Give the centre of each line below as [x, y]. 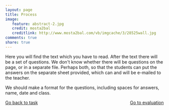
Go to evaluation [147, 102]
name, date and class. [28, 92]
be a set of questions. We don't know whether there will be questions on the [84, 62]
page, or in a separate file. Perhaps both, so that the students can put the [81, 67]
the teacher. [18, 77]
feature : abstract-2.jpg [38, 24]
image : [12, 19]
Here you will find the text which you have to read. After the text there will [81, 56]
